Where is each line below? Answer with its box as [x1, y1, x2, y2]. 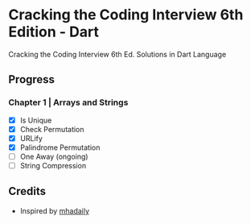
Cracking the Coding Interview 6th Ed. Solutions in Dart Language [8, 49, 227, 59]
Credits [8, 185, 47, 198]
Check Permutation [19, 124, 84, 134]
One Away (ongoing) [19, 151, 88, 161]
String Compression [19, 160, 87, 170]
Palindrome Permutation [19, 143, 101, 152]
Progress [8, 73, 55, 86]
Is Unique [19, 115, 52, 125]
